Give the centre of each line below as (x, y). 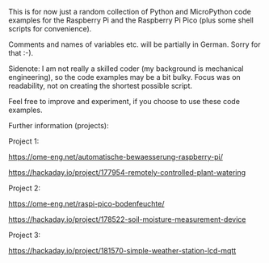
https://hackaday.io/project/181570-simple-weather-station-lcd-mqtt (122, 250)
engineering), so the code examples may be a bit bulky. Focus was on (124, 77)
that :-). (21, 53)
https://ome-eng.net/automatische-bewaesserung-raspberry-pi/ (116, 157)
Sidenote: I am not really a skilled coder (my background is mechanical (126, 69)
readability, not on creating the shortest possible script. (100, 86)
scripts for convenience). (50, 29)
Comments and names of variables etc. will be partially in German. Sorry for (134, 44)
